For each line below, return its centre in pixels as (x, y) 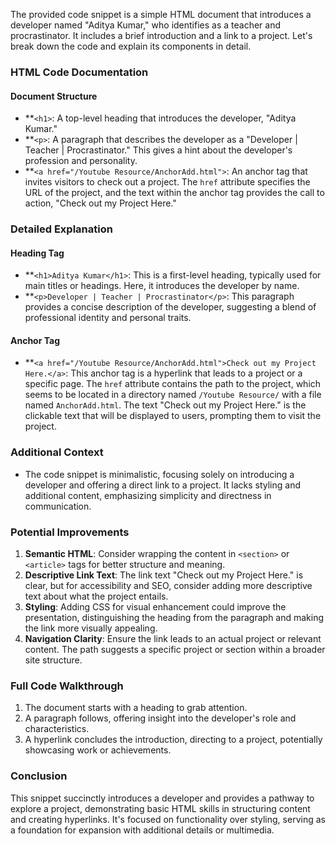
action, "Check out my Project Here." (100, 203)
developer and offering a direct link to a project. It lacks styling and (162, 485)
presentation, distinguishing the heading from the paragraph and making (174, 618)
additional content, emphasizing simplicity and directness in (148, 495)
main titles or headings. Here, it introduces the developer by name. (162, 286)
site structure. (53, 660)
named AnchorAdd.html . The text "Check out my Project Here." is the (165, 405)
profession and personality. (81, 161)
